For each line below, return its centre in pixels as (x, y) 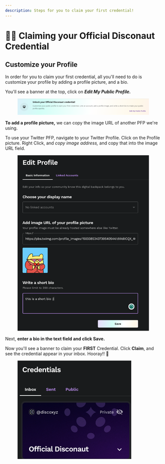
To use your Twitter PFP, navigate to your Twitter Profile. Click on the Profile (82, 137)
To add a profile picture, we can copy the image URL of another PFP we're (82, 122)
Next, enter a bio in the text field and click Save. (55, 339)
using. (11, 128)
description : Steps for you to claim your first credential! (70, 10)
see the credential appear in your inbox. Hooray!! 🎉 (57, 353)
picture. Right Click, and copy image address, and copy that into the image (82, 143)
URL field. (15, 148)
